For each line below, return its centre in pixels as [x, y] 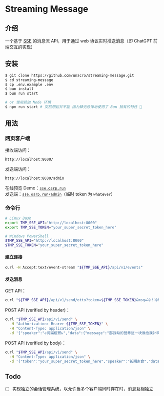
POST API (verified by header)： [38, 310]
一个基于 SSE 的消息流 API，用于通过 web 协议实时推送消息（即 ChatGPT [79, 41]
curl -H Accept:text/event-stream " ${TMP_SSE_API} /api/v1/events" [74, 268]
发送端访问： [18, 169]
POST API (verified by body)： [36, 343]
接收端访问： [18, 150]
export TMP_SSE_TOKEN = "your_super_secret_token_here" [61, 227]
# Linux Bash [18, 218]
